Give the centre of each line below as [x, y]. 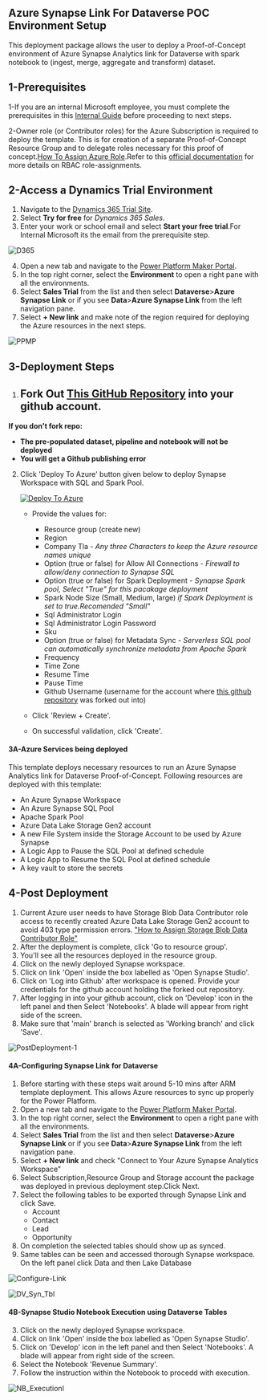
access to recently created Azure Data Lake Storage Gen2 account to [135, 921]
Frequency [62, 657]
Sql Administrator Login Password [100, 623]
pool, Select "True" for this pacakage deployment [126, 588]
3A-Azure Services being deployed [68, 749]
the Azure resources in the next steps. [83, 326]
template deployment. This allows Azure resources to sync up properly [137, 1092]
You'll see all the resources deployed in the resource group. [118, 955]
